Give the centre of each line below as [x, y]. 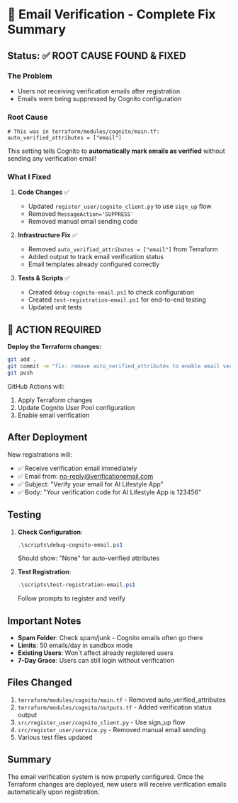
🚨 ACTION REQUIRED [54, 330]
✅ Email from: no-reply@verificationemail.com [85, 476]
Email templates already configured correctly [94, 264]
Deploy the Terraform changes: [54, 347]
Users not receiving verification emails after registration [99, 91]
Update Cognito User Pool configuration [76, 407]
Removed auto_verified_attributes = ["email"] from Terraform [123, 249]
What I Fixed [29, 177]
